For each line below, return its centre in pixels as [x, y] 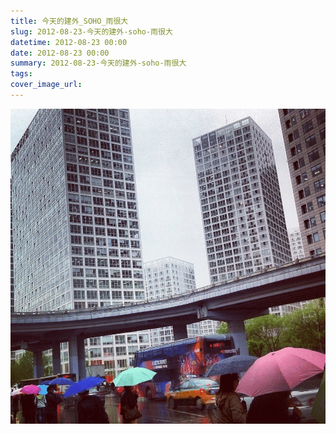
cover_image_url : [46, 85]
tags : [21, 74]
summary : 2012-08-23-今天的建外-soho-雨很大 [98, 63]
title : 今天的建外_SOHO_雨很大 [69, 21]
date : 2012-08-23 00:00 [60, 53]
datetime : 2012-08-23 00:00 [69, 42]
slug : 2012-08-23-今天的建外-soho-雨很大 [91, 31]
